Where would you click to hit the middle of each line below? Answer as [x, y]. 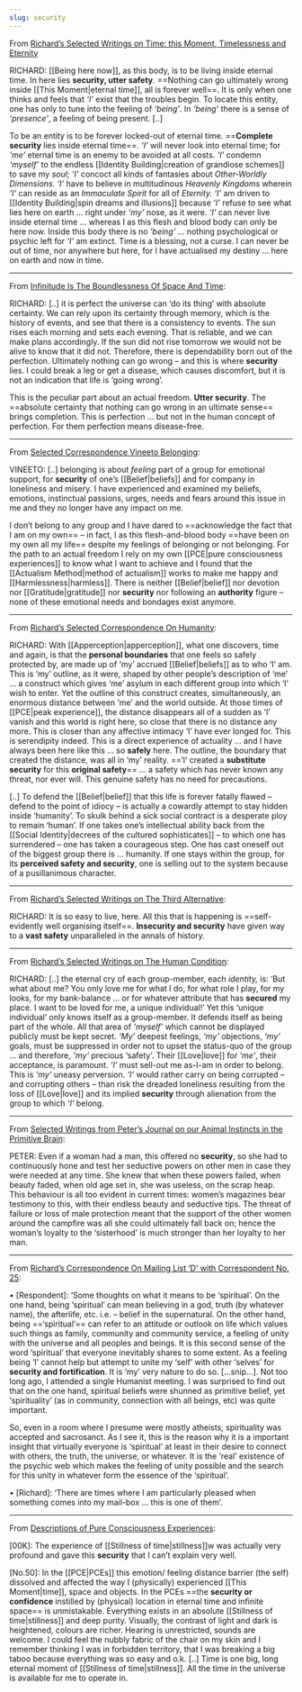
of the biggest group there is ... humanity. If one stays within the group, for [147, 854]
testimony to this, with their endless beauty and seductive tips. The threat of [151, 1204]
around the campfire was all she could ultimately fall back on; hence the [142, 1223]
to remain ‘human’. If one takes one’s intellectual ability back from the [137, 825]
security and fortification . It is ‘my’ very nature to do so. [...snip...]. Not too [149, 1371]
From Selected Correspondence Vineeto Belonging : [105, 452]
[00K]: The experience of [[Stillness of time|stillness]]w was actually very [145, 1545]
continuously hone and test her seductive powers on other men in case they [150, 1165]
